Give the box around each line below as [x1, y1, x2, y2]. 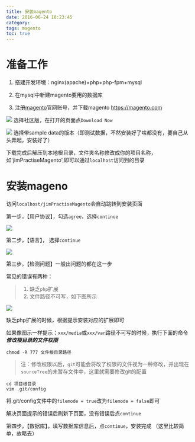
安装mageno [6, 180, 68, 193]
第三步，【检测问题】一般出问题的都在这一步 [6, 260, 112, 267]
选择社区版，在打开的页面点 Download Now [13, 117, 113, 124]
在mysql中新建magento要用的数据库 [14, 91, 103, 98]
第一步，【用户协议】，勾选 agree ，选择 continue [6, 213, 119, 220]
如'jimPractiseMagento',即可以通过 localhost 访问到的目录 [6, 156, 145, 164]
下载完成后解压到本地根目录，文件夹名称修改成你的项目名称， [6, 149, 157, 156]
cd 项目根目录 [6, 381, 37, 387]
